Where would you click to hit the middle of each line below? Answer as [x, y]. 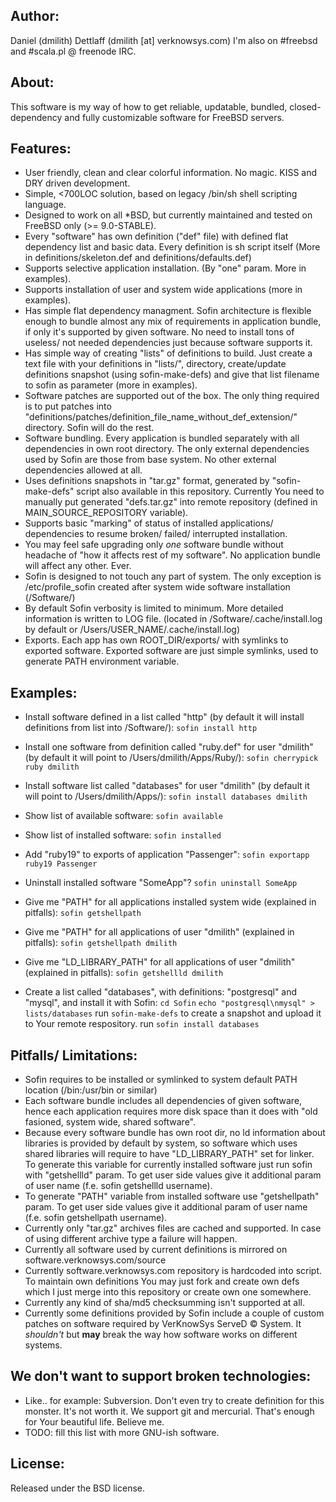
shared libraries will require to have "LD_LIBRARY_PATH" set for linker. [169, 1154]
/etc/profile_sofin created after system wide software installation [157, 587]
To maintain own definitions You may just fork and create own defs [162, 1281]
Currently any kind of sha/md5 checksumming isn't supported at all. [164, 1303]
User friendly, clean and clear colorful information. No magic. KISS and [171, 173]
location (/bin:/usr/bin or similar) [91, 1090]
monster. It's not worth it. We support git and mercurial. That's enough [169, 1411]
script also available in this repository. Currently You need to [200, 491]
